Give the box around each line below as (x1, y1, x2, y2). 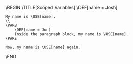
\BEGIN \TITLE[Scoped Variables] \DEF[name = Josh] (5, 5, 118, 10)
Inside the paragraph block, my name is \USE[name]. (14, 32, 129, 37)
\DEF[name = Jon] (14, 27, 51, 32)
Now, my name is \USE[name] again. (5, 45, 81, 50)
